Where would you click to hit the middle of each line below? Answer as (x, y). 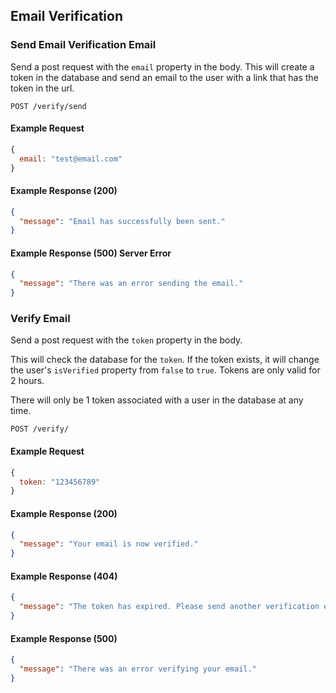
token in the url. (42, 88)
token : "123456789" (60, 482)
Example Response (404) (64, 576)
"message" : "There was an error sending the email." (131, 284)
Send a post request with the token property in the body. (126, 340)
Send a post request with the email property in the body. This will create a (162, 66)
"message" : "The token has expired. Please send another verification (169, 607)
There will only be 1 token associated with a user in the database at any (157, 400)
